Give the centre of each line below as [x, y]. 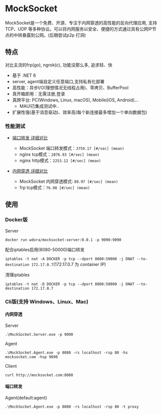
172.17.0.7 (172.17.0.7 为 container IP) [69, 264]
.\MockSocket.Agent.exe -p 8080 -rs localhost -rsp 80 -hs [67, 353]
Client [11, 366]
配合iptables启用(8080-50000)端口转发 [45, 249]
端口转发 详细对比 [30, 138]
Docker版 [16, 220]
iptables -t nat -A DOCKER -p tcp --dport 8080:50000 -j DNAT [70, 259]
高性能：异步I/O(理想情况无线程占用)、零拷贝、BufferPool [70, 88]
